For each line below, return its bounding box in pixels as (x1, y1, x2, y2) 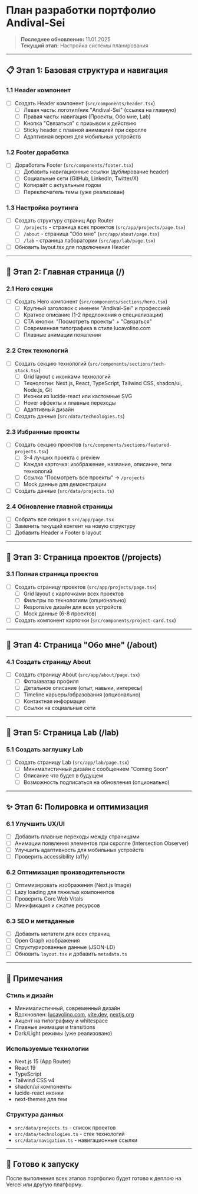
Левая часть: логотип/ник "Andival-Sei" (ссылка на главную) (23, 106, 177, 113)
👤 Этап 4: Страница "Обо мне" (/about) (6, 640, 158, 650)
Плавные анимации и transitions (14, 1023, 95, 1030)
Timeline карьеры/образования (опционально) (23, 691, 141, 698)
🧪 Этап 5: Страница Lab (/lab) (6, 727, 120, 737)
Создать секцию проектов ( (14, 441, 85, 448)
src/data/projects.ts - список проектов (14, 1124, 116, 1131)
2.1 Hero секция (6, 285, 53, 293)
